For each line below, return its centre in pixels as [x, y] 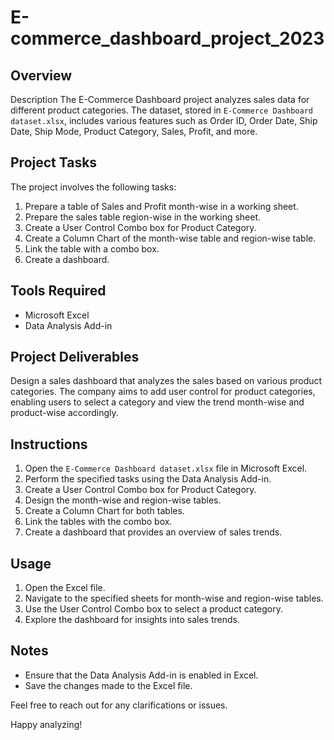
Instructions [49, 444]
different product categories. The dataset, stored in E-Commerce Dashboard [161, 110]
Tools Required [58, 291]
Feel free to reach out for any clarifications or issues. [119, 705]
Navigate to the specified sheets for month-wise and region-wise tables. [174, 598]
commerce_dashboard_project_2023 [167, 38]
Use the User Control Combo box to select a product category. [154, 609]
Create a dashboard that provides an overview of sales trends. [153, 532]
